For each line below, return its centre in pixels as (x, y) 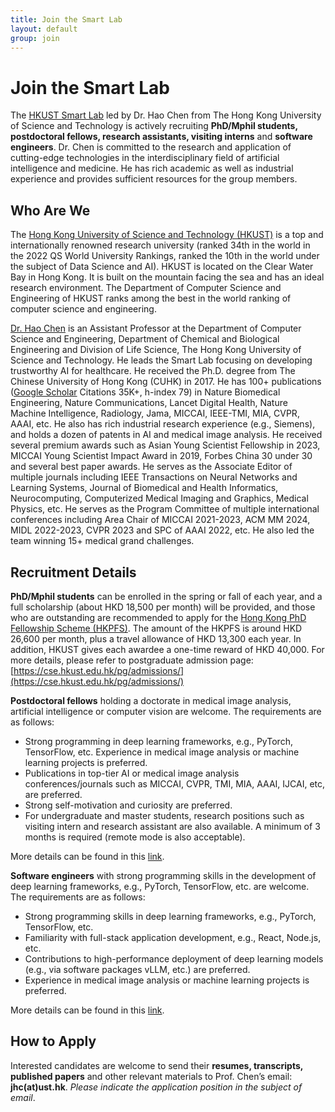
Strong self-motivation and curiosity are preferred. (128, 805)
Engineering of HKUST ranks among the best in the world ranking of (151, 298)
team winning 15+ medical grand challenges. (102, 541)
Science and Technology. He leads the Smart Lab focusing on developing (161, 360)
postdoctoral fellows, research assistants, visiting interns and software (161, 137)
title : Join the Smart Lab (66, 19)
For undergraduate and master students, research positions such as (164, 815)
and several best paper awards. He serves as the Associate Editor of (151, 467)
